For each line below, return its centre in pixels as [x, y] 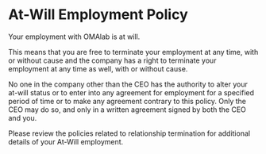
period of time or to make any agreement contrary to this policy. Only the [127, 101]
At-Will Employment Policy [98, 15]
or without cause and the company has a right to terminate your [112, 60]
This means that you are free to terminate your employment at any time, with [133, 52]
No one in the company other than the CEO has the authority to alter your [128, 84]
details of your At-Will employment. [66, 141]
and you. [23, 117]
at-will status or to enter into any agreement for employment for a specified [131, 92]
